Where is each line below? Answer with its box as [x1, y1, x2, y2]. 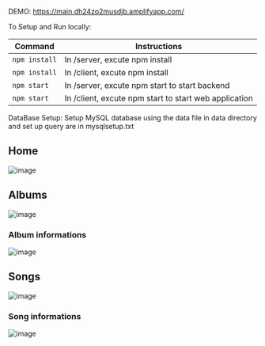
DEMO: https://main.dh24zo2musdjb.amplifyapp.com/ [8, 7, 184, 16]
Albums [8, 188, 47, 202]
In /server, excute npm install [64, 55, 172, 65]
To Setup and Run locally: [8, 22, 92, 31]
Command [14, 41, 55, 51]
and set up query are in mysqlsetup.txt [8, 122, 134, 131]
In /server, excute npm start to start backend [64, 80, 230, 90]
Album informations [8, 229, 87, 240]
